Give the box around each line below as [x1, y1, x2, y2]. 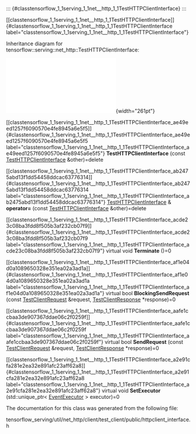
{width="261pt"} [116, 108, 155, 114]
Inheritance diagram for [6, 40, 63, 47]
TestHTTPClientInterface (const [106, 150, 185, 157]
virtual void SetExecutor [101, 387, 161, 394]
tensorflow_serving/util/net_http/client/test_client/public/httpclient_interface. [6, 416, 191, 423]
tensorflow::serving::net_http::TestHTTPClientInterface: [6, 46, 139, 53]
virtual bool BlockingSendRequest [105, 290, 190, 296]
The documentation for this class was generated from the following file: [6, 405, 178, 412]
